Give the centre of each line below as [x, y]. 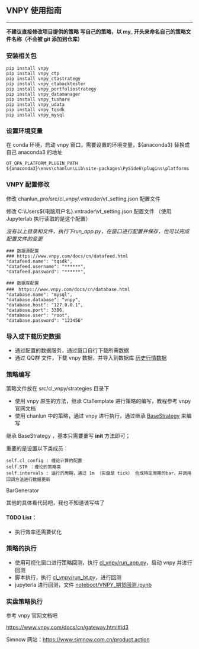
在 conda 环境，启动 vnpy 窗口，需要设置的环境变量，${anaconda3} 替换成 [98, 145]
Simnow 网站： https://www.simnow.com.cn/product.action [78, 640]
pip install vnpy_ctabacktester [46, 84]
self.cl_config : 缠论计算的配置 [44, 461]
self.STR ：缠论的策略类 [33, 467]
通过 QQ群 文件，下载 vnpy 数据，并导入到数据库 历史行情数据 [91, 358]
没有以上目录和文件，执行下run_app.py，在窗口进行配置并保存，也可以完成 [98, 231]
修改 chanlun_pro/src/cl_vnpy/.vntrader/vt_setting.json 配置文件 [84, 198]
